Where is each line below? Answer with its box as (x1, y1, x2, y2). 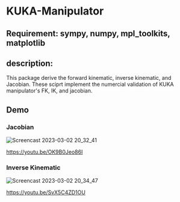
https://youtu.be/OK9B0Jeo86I (6, 148, 83, 155)
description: (6, 58, 53, 68)
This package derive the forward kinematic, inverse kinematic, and (6, 74, 172, 82)
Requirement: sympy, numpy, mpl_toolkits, (6, 28, 170, 39)
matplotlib (6, 37, 46, 48)
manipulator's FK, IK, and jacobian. (6, 87, 93, 94)
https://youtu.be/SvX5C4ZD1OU (6, 189, 86, 196)
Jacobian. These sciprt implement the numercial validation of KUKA (6, 80, 175, 88)
